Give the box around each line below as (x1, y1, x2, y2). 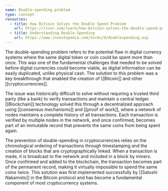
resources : (5, 16, 28, 21)
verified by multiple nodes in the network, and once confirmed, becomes (5, 117, 155, 123)
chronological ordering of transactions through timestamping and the (5, 142, 147, 148)
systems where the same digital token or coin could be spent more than (5, 54, 153, 60)
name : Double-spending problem (5, 7, 70, 12)
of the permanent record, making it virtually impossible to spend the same (5, 163, 157, 170)
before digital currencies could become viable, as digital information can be (5, 64, 161, 70)
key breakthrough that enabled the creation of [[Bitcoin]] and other (5, 75, 143, 81)
